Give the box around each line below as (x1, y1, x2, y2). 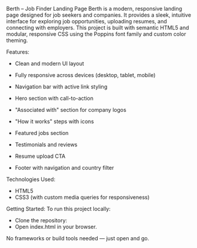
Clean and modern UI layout (14, 60, 84, 67)
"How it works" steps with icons (14, 118, 94, 125)
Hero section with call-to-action (14, 95, 94, 102)
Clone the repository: (14, 217, 68, 223)
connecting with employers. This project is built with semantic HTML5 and (6, 24, 190, 31)
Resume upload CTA (14, 152, 66, 160)
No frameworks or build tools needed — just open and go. (6, 235, 150, 241)
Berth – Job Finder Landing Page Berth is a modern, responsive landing (6, 5, 183, 12)
